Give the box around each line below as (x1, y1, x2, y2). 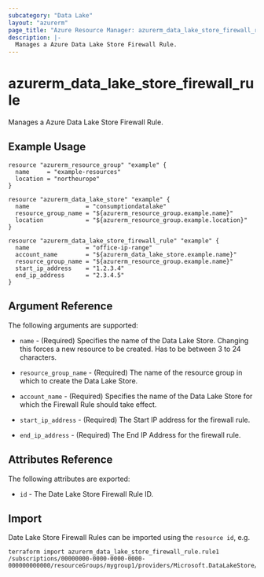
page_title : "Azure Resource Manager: (8, 26, 135, 34)
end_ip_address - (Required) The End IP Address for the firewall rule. (19, 430, 241, 439)
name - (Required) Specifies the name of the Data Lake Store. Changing (19, 335, 249, 345)
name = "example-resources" (15, 168, 122, 176)
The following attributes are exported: (8, 474, 130, 483)
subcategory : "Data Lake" (8, 11, 93, 20)
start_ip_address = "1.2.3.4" (15, 264, 125, 272)
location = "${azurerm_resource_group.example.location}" (15, 216, 247, 224)
